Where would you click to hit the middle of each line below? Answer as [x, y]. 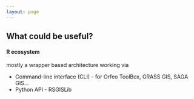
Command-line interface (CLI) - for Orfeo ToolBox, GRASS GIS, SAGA [102, 77]
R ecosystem [23, 51]
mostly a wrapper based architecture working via [68, 65]
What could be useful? [50, 37]
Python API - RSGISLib [43, 90]
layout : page [23, 12]
